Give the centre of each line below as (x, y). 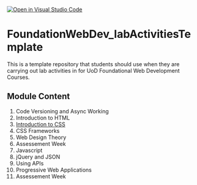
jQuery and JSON (38, 157)
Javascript (29, 150)
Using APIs (30, 163)
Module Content (39, 96)
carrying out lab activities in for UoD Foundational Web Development (93, 70)
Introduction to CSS (41, 124)
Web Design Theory (41, 137)
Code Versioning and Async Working (62, 111)
